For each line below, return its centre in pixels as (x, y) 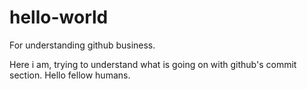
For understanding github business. (82, 45)
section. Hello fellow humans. (70, 75)
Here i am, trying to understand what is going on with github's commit (153, 64)
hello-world (59, 17)
